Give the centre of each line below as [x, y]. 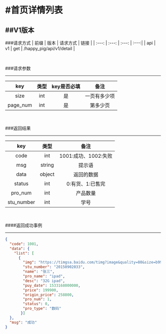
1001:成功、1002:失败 [86, 156]
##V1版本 [20, 30]
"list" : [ [24, 253]
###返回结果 [18, 128]
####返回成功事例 [24, 225]
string [47, 165]
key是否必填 [66, 86]
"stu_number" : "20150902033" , [54, 267]
